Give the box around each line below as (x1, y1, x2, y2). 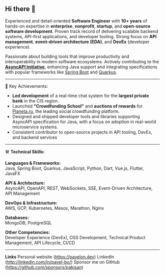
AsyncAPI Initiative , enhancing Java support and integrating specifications (5, 64, 158, 70)
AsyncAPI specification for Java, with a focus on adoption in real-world (12, 119, 156, 125)
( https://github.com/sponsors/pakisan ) (5, 264, 83, 270)
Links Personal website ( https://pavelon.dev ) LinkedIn (5, 253, 114, 260)
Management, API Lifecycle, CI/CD (5, 240, 75, 246)
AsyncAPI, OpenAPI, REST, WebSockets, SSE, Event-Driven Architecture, (5, 185, 153, 191)
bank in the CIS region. (12, 98, 59, 103)
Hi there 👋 (5, 5, 36, 13)
